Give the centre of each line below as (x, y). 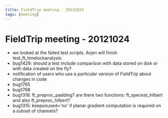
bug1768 (21, 90)
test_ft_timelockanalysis (37, 58)
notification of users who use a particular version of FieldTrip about (82, 74)
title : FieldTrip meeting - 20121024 (44, 10)
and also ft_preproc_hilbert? (41, 101)
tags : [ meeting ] (22, 14)
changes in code (30, 79)
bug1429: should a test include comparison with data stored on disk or (85, 63)
